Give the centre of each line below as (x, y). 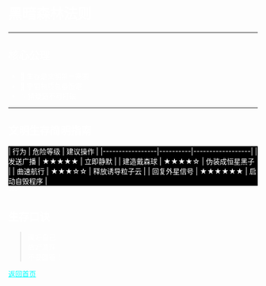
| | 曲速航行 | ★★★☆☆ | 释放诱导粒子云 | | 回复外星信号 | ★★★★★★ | (128, 171)
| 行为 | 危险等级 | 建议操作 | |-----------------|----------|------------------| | (133, 151)
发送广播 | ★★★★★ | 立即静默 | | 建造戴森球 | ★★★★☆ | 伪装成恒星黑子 (131, 161)
